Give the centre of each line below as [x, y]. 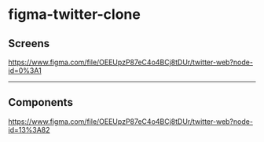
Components [40, 102]
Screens [29, 44]
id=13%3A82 [29, 129]
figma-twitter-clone [75, 15]
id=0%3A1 [25, 71]
